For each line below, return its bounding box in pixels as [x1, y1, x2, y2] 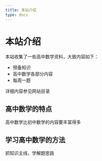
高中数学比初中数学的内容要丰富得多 [5, 119, 81, 125]
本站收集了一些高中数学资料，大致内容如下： [5, 54, 99, 60]
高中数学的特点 [5, 104, 52, 113]
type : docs [5, 12, 28, 17]
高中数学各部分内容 [12, 71, 53, 77]
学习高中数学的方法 [5, 135, 65, 144]
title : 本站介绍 [5, 7, 37, 13]
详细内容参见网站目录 [5, 88, 50, 95]
